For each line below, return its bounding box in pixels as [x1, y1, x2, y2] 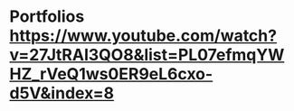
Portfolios [9, 6, 85, 27]
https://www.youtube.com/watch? [9, 25, 278, 46]
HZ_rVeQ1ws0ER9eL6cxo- [9, 64, 213, 85]
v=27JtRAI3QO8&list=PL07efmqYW [9, 45, 285, 65]
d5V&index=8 [9, 83, 115, 104]
